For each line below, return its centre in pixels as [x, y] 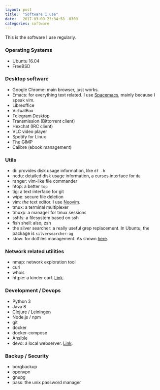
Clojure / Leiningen [32, 312]
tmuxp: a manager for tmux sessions [49, 213]
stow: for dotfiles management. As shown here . [60, 239]
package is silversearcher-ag [43, 233]
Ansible [20, 338]
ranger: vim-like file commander [45, 181]
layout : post [18, 10]
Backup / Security [27, 356]
